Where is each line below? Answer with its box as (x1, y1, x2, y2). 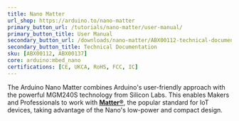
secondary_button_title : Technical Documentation (7, 43, 158, 51)
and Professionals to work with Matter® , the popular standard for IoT (7, 98, 209, 107)
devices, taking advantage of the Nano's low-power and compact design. (7, 105, 223, 114)
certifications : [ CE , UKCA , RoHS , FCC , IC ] (7, 63, 139, 70)
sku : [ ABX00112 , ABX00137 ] (7, 51, 87, 58)
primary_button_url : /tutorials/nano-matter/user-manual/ (7, 23, 183, 31)
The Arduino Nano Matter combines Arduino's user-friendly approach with (7, 83, 225, 91)
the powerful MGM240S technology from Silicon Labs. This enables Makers (7, 90, 230, 99)
